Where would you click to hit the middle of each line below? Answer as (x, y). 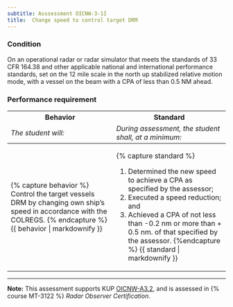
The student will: (37, 133)
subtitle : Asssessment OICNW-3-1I (57, 14)
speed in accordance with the (59, 211)
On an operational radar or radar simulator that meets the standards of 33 (112, 59)
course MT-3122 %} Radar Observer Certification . (79, 296)
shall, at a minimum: (149, 137)
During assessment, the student (168, 129)
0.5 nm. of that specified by (173, 232)
